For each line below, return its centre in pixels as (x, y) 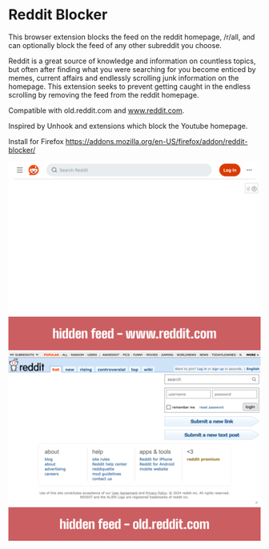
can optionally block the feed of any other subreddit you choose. (115, 45)
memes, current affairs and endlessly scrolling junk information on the (124, 78)
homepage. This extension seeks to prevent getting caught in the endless (129, 86)
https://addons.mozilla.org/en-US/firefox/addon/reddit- (157, 141)
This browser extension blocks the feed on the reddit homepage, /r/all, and (132, 37)
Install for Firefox (36, 141)
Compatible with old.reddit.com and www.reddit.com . (96, 110)
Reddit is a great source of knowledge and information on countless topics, (132, 61)
